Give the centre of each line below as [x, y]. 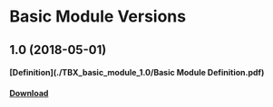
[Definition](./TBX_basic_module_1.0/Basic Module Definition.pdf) [137, 73]
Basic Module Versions [98, 17]
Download [29, 93]
